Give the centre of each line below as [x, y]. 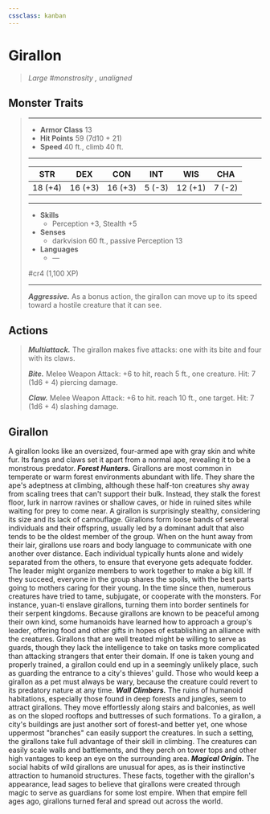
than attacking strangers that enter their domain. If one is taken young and [131, 656]
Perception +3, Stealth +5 [94, 224]
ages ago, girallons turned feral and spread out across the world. [116, 801]
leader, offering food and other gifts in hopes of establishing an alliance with [135, 630]
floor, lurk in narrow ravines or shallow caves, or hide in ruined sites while [130, 502]
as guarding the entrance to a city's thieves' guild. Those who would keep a [134, 673]
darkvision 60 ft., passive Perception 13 [117, 241]
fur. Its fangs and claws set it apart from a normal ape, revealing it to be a [129, 460]
